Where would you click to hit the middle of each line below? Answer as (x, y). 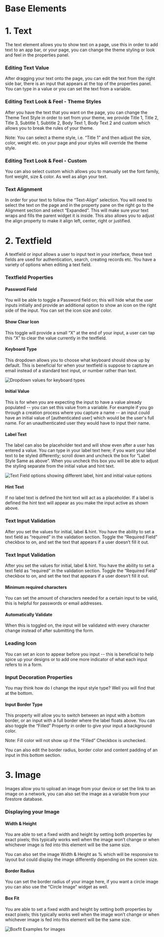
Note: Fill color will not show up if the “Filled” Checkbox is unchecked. (76, 741)
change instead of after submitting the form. (50, 631)
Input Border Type (24, 704)
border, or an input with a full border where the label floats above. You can (80, 720)
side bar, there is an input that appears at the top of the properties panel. (78, 83)
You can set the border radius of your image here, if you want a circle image (82, 882)
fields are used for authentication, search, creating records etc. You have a (81, 260)
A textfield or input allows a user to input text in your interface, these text (79, 254)
